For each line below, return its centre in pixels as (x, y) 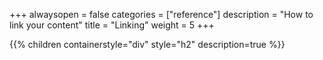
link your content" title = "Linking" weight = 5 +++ (112, 25)
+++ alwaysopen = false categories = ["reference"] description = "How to (161, 14)
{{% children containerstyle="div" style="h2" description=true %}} (147, 44)
